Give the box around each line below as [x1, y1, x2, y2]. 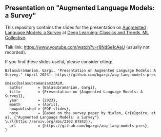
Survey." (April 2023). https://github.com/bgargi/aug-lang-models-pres [5, 72, 156, 77]
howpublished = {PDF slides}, [9, 106, 71, 111]
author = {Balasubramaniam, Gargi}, [9, 85, 97, 90]
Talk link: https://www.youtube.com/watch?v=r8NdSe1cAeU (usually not [5, 44, 150, 50]
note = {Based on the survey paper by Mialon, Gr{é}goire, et [9, 110, 156, 116]
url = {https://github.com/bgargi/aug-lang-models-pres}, [9, 123, 150, 128]
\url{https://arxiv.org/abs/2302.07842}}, [5, 119, 93, 124]
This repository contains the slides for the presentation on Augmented [5, 24, 146, 30]
